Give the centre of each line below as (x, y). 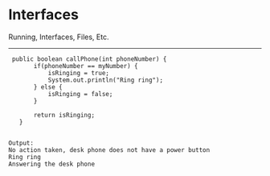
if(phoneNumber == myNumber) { (86, 66)
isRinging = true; (79, 73)
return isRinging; (64, 115)
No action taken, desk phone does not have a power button (109, 150)
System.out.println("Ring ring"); (105, 80)
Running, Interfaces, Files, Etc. (59, 37)
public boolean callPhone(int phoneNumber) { (89, 59)
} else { (48, 87)
